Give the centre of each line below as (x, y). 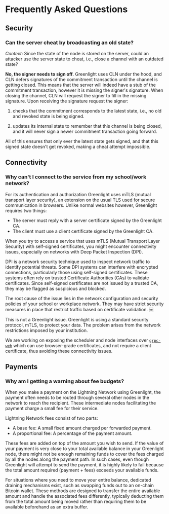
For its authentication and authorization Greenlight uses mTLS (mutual (78, 194)
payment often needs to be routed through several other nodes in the (77, 398)
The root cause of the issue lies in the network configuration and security (82, 298)
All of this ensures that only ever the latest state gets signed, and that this (82, 141)
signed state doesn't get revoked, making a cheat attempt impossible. (78, 146)
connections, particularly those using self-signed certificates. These (76, 272)
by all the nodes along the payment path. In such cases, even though (77, 459)
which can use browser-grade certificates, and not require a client (82, 345)
